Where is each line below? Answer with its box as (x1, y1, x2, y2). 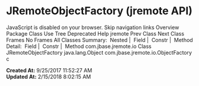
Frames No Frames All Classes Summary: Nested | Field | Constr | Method (6, 36, 193, 43)
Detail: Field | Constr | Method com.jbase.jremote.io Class (6, 43, 151, 50)
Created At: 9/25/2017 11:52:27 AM (6, 66, 93, 74)
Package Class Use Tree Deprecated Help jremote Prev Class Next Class (6, 30, 185, 37)
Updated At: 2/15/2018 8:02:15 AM (6, 73, 91, 80)
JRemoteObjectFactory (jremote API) (6, 4, 193, 18)
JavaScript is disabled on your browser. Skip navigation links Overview (6, 24, 179, 31)
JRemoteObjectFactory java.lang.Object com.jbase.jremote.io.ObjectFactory (6, 49, 192, 56)
